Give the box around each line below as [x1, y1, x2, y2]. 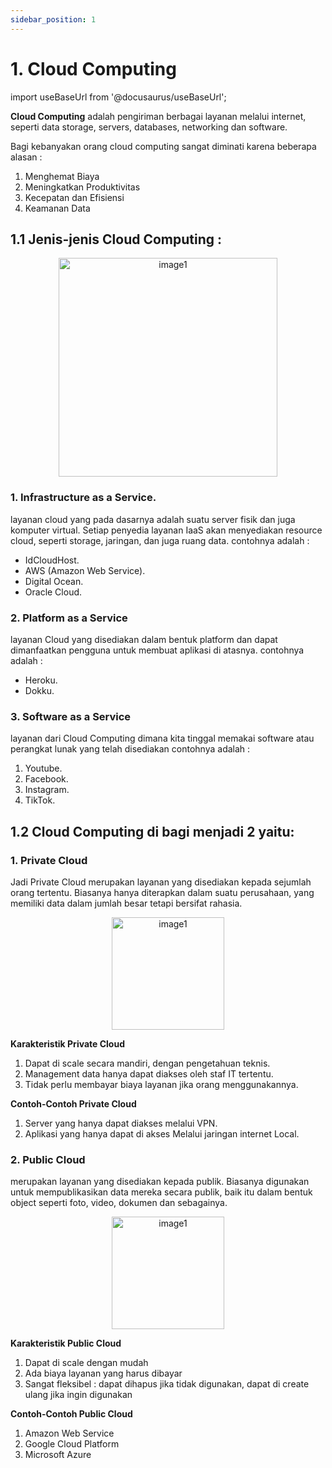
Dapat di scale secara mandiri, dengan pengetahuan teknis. [24, 1057, 271, 1069]
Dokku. [24, 684, 55, 696]
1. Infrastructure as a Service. [10, 491, 157, 505]
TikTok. [24, 794, 56, 806]
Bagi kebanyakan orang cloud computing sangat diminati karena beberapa [10, 140, 317, 152]
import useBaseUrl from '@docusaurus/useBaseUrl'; [10, 91, 227, 103]
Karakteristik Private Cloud [10, 1037, 125, 1050]
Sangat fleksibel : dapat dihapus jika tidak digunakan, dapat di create [24, 1378, 310, 1390]
